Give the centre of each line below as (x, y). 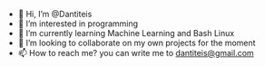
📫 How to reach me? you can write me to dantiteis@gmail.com (136, 53)
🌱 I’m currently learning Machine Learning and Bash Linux (126, 33)
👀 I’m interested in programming (78, 24)
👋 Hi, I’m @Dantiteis (55, 14)
